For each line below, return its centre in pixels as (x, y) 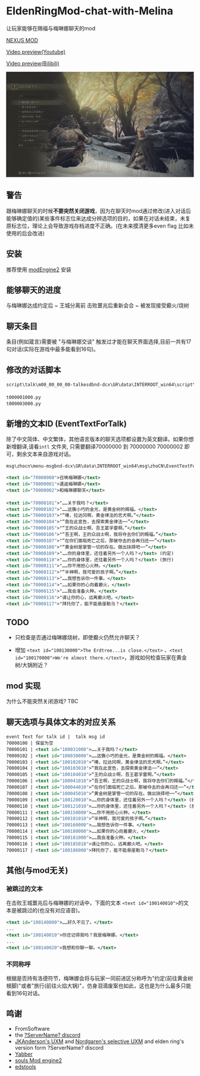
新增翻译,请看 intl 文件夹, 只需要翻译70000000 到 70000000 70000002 (95, 447)
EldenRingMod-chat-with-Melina (90, 11)
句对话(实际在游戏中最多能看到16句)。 (53, 349)
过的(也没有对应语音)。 (55, 911)
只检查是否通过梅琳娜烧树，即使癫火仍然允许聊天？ (77, 637)
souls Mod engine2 (38, 1060)
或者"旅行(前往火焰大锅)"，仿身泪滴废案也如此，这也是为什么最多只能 (106, 986)
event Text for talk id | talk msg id (56, 737)
